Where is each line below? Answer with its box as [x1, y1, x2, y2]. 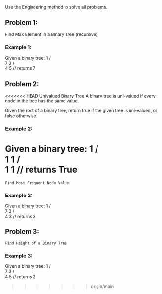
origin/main [91, 283, 114, 290]
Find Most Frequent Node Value [5, 180, 69, 185]
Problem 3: [5, 228, 39, 236]
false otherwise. [5, 113, 38, 119]
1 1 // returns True [5, 164, 78, 175]
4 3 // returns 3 [5, 214, 36, 220]
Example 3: [5, 252, 33, 259]
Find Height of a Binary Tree [5, 241, 67, 246]
